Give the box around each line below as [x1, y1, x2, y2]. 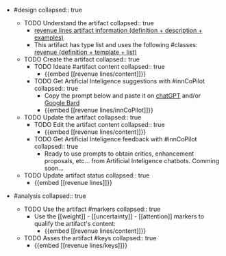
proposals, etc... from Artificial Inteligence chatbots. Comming [44, 157, 220, 165]
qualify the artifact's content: [34, 220, 116, 227]
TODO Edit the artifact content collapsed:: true [34, 121, 166, 128]
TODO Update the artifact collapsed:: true [23, 113, 142, 122]
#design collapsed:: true [13, 6, 82, 14]
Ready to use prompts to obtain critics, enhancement [44, 150, 194, 158]
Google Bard [44, 99, 80, 106]
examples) [34, 33, 64, 42]
